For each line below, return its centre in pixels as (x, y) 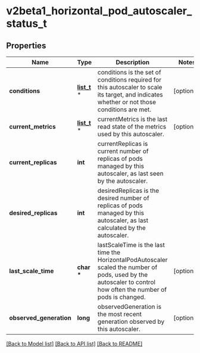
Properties (26, 46)
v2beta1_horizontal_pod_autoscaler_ (99, 11)
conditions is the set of (129, 72)
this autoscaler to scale (130, 87)
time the (109, 252)
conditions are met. (124, 110)
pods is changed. (121, 297)
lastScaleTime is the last (131, 245)
